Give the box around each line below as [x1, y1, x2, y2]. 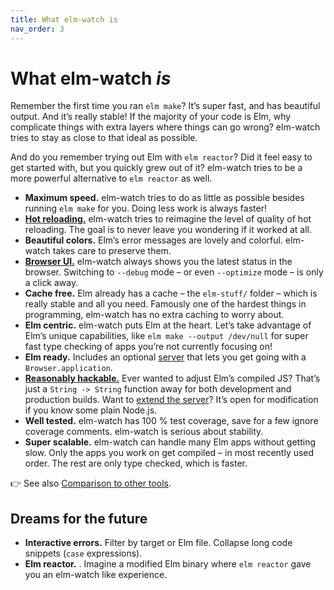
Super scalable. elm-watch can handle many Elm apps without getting [24, 436, 317, 448]
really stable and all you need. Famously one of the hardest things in [24, 298, 307, 310]
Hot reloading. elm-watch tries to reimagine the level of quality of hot [24, 213, 312, 225]
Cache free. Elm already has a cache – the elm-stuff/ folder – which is [24, 287, 318, 300]
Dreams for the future [10, 510, 148, 527]
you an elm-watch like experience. [24, 569, 168, 581]
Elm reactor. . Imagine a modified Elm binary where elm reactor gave [24, 558, 312, 570]
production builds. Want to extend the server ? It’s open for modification [24, 394, 319, 406]
